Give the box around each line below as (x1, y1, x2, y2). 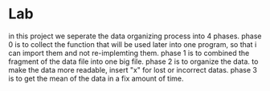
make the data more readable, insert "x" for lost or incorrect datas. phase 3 (8, 65, 257, 74)
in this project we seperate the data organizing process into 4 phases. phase (8, 31, 262, 41)
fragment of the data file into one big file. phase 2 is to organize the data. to (8, 57, 259, 66)
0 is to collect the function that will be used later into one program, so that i (8, 39, 257, 49)
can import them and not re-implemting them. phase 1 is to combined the (8, 48, 250, 57)
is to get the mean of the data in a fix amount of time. (8, 73, 184, 83)
